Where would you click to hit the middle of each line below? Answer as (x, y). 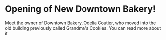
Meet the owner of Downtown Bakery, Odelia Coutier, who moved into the (81, 23)
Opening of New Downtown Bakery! (80, 9)
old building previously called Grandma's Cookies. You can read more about (83, 28)
